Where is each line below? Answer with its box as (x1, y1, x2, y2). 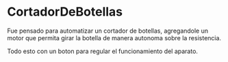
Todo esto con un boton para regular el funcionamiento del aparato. (7, 47, 199, 55)
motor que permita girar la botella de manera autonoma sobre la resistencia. (7, 33, 221, 42)
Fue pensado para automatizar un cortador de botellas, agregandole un (7, 27, 209, 35)
